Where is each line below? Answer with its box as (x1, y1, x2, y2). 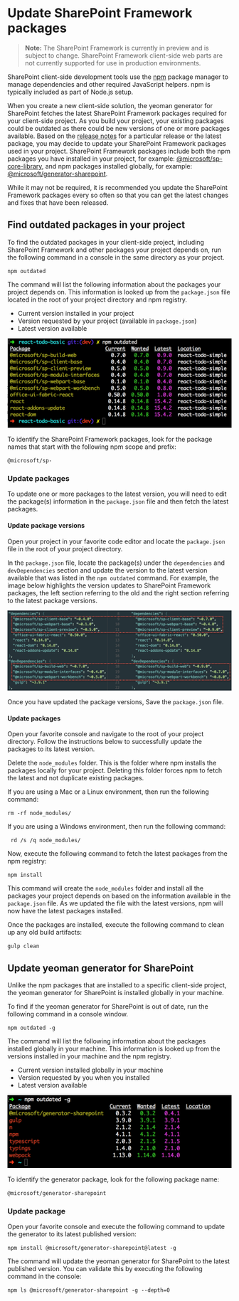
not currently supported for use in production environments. (24, 58, 201, 67)
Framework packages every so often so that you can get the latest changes (7, 191, 229, 199)
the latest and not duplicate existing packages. (7, 774, 144, 782)
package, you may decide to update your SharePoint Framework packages (7, 139, 226, 147)
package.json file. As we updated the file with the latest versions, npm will (7, 899, 223, 908)
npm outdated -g (7, 1024, 55, 1032)
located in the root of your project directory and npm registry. (7, 295, 187, 304)
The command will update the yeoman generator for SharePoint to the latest (7, 1257, 230, 1265)
